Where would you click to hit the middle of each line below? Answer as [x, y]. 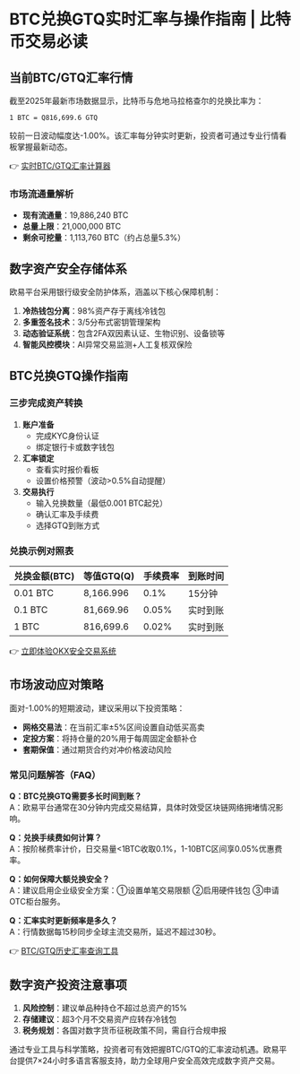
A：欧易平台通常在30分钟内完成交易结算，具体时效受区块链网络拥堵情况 [142, 808]
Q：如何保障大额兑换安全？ [60, 879]
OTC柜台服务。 [37, 902]
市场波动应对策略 [56, 684]
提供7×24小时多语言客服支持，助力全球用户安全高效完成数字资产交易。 [148, 1061]
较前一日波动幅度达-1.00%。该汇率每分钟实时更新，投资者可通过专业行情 [144, 135]
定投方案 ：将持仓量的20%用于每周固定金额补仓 [109, 738]
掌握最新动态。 [44, 147]
